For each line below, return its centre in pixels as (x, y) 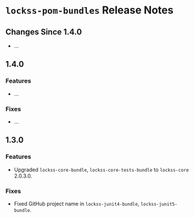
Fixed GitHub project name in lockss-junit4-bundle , (76, 203)
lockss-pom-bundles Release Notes (89, 10)
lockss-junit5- (159, 204)
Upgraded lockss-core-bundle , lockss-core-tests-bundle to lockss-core (101, 169)
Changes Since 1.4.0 (44, 32)
